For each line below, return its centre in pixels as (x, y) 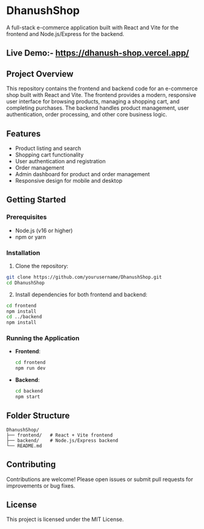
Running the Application (43, 338)
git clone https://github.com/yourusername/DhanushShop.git (84, 277)
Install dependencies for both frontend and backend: (81, 294)
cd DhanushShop (26, 283)
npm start (28, 397)
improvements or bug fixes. (41, 486)
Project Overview (40, 74)
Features (23, 134)
